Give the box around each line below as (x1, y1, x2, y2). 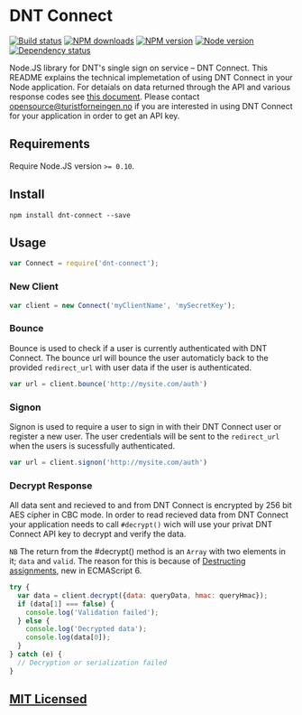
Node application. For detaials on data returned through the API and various (9, 81, 291, 92)
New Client (9, 281, 59, 293)
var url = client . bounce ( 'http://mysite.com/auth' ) (9, 379, 207, 388)
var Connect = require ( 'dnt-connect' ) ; (9, 259, 160, 268)
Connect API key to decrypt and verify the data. (9, 529, 187, 540)
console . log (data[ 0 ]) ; (25, 633, 111, 642)
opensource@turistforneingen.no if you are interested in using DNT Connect (9, 100, 293, 111)
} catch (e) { (9, 650, 63, 659)
